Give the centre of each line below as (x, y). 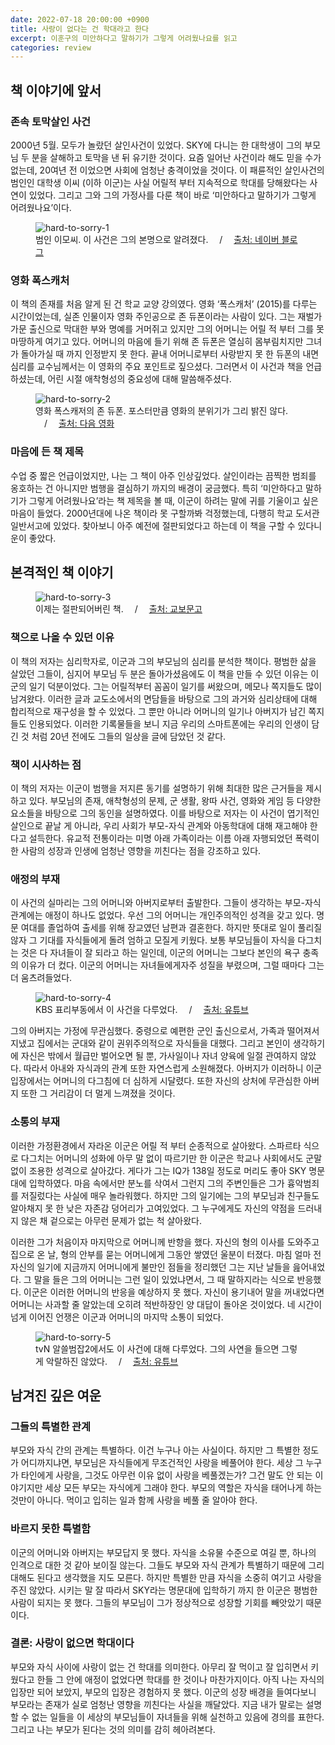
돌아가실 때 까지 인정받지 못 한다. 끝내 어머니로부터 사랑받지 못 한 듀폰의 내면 (170, 354)
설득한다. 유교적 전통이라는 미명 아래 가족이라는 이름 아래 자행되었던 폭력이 (174, 838)
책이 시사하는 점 (46, 764)
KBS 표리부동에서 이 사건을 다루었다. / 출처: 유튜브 (142, 1010)
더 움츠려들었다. (41, 978)
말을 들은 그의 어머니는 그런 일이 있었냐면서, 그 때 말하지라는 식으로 (164, 1279)
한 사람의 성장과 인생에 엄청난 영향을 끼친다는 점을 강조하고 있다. (136, 850)
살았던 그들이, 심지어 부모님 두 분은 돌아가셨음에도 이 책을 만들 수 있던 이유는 (159, 673)
